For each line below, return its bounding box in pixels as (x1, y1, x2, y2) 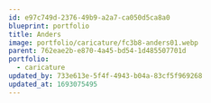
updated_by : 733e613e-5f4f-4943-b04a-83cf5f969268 (8, 72, 203, 81)
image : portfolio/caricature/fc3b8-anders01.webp (8, 38, 199, 47)
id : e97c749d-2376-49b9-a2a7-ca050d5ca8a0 (8, 13, 170, 22)
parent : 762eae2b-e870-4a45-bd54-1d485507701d (8, 47, 187, 56)
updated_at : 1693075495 (8, 80, 98, 89)
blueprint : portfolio (8, 21, 90, 30)
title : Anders (8, 30, 62, 39)
